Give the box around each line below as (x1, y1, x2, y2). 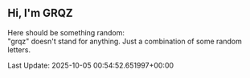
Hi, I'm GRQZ (7, 6, 73, 20)
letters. (7, 44, 31, 55)
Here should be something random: (7, 27, 125, 37)
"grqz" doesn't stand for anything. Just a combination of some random (7, 36, 242, 46)
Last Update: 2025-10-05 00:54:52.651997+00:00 (7, 60, 174, 70)
